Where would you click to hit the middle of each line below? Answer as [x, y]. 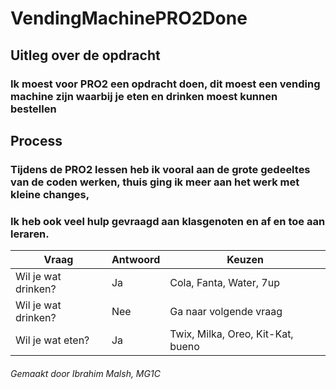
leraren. [30, 234]
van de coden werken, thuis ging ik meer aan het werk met [155, 182]
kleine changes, [50, 194]
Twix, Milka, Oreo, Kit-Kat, [231, 334]
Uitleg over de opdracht [85, 55]
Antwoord [136, 260]
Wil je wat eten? [52, 340]
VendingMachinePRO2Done [129, 18]
